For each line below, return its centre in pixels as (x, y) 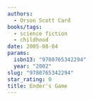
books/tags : (25, 27)
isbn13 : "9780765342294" (50, 60)
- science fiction (41, 33)
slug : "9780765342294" (41, 73)
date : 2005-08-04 (33, 46)
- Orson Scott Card (42, 20)
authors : (20, 14)
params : (19, 54)
